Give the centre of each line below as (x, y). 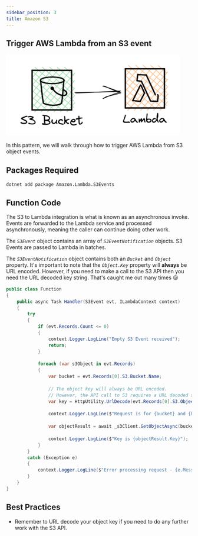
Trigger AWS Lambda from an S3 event (79, 43)
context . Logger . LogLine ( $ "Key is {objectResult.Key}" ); (118, 439)
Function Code (34, 203)
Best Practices (33, 507)
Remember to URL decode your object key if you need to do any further (102, 521)
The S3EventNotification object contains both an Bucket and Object (88, 259)
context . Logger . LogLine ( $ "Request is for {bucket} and (117, 414)
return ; (57, 345)
